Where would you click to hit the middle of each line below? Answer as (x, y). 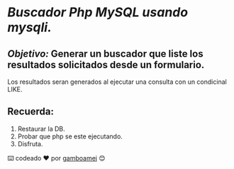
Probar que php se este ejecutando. (70, 136)
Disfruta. (30, 143)
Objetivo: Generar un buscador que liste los (105, 54)
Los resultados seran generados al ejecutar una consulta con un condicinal (117, 82)
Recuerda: (31, 112)
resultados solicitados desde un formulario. (106, 65)
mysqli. (29, 27)
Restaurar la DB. (41, 129)
